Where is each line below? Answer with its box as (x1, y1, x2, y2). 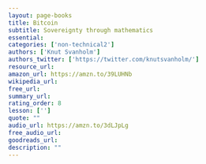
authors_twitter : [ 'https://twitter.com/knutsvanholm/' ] (8, 56, 200, 64)
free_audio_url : (8, 129, 62, 136)
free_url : (8, 84, 41, 93)
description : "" (8, 143, 62, 151)
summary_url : (8, 92, 51, 100)
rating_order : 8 (8, 99, 62, 107)
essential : (8, 33, 44, 42)
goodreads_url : (8, 136, 58, 144)
